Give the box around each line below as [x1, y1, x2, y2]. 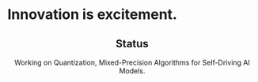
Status [115, 37, 150, 50]
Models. [119, 66, 146, 76]
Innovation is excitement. [7, 6, 177, 24]
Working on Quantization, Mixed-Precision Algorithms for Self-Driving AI [14, 58, 250, 67]
